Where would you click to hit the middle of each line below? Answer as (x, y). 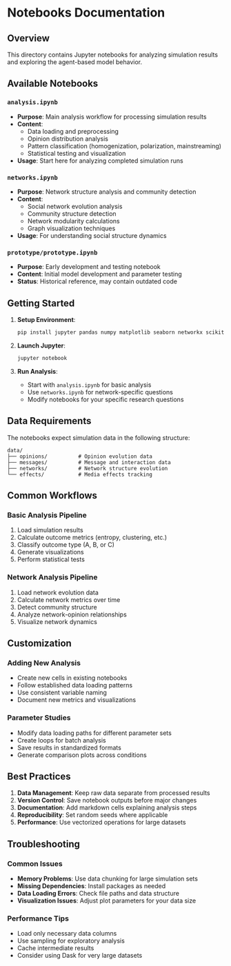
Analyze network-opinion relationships (72, 614)
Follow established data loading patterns (75, 685)
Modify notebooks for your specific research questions (106, 399)
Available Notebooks (53, 84)
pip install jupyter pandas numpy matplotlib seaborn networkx (110, 332)
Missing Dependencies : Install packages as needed (91, 886)
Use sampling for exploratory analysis (71, 941)
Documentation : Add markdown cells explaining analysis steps (107, 807)
